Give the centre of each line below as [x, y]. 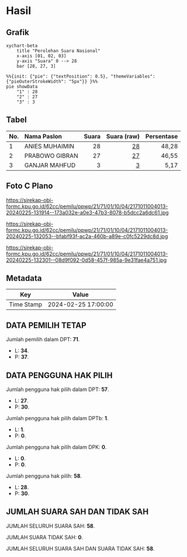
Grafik [18, 32]
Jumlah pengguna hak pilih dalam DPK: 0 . [56, 447]
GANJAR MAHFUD [50, 165]
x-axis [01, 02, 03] [41, 56]
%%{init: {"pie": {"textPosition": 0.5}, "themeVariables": [81, 77]
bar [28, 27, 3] [37, 66]
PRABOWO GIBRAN [51, 155]
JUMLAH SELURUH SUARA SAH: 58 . [51, 526]
